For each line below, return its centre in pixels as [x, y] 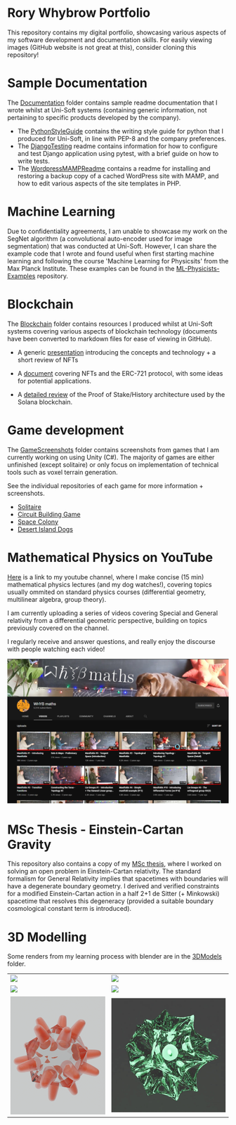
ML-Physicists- [198, 268]
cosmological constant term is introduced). [70, 909]
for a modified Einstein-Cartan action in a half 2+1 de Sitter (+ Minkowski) [113, 894]
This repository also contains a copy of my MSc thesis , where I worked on [114, 864]
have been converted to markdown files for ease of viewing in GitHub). [110, 338]
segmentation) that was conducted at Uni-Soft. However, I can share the [112, 246]
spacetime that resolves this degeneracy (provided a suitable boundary [111, 901]
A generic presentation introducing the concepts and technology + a [117, 352]
